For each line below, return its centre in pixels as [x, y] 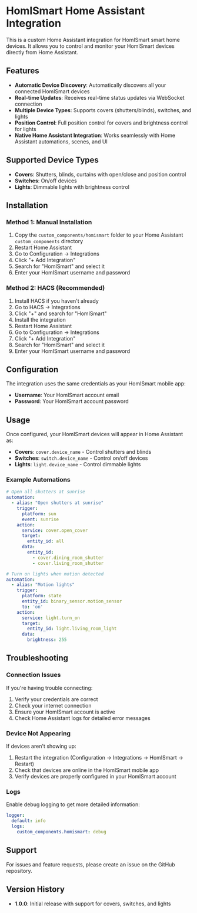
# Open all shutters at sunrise [46, 492]
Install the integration [40, 319]
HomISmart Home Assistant [76, 11]
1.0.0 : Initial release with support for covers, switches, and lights [93, 904]
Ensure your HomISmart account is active [65, 712]
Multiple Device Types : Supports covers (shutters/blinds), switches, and [103, 110]
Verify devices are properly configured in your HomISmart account [95, 777]
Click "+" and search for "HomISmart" [61, 313]
